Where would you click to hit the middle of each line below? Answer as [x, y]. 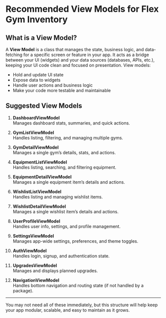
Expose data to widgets [36, 80]
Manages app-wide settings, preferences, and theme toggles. [75, 241]
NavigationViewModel [36, 280]
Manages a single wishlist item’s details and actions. [66, 211]
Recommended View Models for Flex [82, 9]
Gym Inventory [37, 19]
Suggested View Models [44, 106]
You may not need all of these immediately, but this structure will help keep [82, 305]
